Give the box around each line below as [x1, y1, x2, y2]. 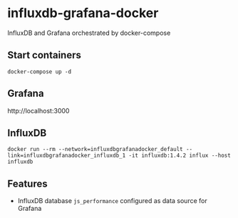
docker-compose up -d [7, 68, 72, 76]
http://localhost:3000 [7, 106, 70, 115]
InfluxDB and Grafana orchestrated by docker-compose [7, 28, 171, 37]
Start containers [7, 49, 82, 61]
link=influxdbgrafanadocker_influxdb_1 [7, 152, 126, 160]
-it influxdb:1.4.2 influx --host [128, 152, 232, 160]
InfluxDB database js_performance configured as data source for [17, 197, 208, 205]
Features [7, 177, 48, 190]
